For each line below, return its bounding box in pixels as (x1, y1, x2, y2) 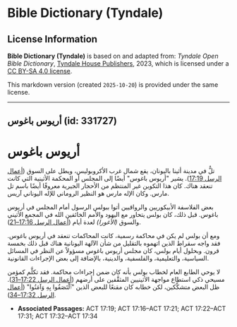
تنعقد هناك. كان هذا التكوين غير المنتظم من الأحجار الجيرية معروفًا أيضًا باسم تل (7, 182, 213, 190)
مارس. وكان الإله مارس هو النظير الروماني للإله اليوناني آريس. (7, 189, 169, 198)
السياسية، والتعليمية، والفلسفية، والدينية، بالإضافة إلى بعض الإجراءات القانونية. (7, 254, 209, 263)
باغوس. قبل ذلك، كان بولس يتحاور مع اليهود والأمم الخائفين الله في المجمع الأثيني (7, 210, 219, 219)
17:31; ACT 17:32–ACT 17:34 (17, 312, 98, 321)
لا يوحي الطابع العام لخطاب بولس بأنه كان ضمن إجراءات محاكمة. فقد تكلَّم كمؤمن (7, 268, 221, 276)
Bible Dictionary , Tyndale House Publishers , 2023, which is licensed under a (7, 59, 229, 68)
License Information (7, 33, 97, 45)
